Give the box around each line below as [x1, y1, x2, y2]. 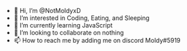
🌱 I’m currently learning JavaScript [13, 21, 113, 29]
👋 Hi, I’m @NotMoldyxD [13, 7, 81, 14]
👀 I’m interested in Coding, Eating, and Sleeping [13, 14, 150, 22]
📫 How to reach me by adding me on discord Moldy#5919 [13, 37, 181, 44]
